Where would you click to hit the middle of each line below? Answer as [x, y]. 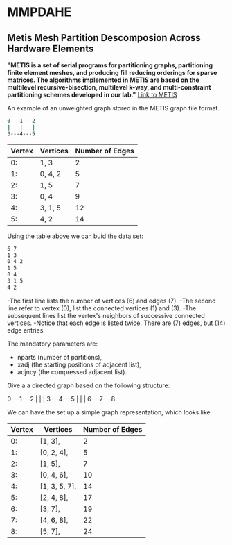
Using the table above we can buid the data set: [75, 236]
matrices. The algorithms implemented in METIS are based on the [103, 80]
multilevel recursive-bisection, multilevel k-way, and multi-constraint [109, 87]
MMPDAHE [39, 12]
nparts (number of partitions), [60, 357]
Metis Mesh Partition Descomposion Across [104, 38]
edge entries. [26, 330]
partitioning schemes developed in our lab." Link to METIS [92, 95]
